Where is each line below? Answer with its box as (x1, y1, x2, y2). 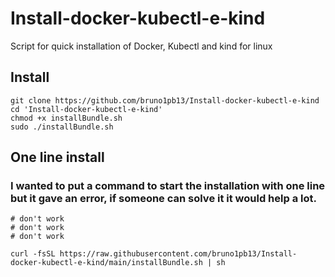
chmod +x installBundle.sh (10, 113, 123, 123)
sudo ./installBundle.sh (10, 122, 114, 132)
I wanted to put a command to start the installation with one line (10, 179, 326, 193)
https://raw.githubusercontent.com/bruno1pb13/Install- (59, 249, 298, 259)
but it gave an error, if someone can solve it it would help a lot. (10, 192, 317, 206)
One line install (10, 149, 105, 166)
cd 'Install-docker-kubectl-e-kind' (10, 104, 163, 114)
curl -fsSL (10, 249, 56, 259)
